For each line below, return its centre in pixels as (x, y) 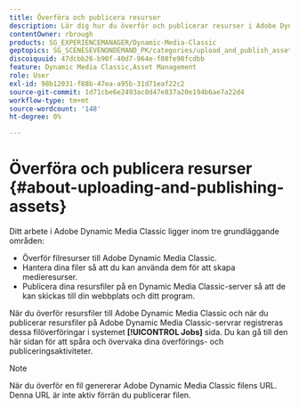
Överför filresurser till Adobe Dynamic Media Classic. (119, 258)
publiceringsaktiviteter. (51, 351)
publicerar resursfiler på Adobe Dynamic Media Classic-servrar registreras (146, 323)
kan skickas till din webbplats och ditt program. (109, 296)
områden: (27, 241)
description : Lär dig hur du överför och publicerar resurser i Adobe (143, 26)
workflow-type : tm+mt (49, 100)
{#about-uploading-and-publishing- (147, 188)
